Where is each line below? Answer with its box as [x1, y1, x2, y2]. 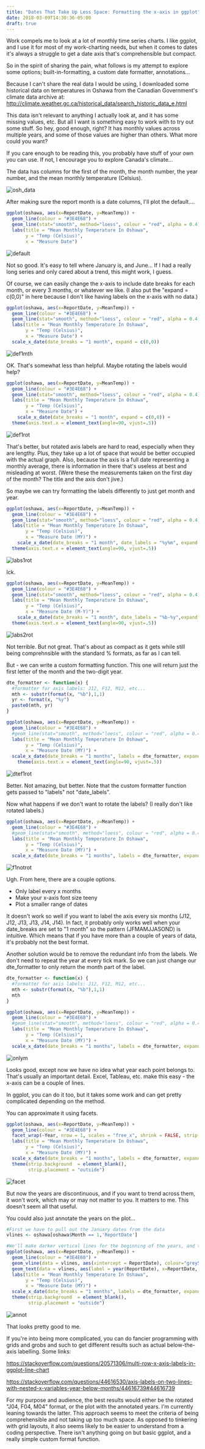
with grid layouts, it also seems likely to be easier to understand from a [6, 1422, 184, 1429]
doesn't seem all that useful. [6, 1202, 77, 1210]
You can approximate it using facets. [6, 1109, 98, 1117]
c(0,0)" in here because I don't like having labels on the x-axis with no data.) [6, 293, 198, 300]
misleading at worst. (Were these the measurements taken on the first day [6, 469, 192, 476]
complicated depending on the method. [6, 1097, 106, 1105]
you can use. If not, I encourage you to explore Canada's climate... [6, 156, 173, 163]
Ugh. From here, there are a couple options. [6, 876, 117, 883]
